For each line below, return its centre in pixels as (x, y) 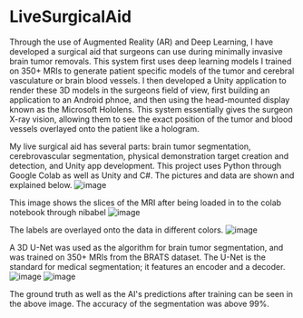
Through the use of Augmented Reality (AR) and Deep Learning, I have (142, 42)
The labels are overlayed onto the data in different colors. (117, 230)
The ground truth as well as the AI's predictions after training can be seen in (151, 293)
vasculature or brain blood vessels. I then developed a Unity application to (148, 80)
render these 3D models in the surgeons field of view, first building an (140, 90)
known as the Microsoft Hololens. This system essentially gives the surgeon (151, 109)
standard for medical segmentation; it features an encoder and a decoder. (147, 266)
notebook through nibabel (58, 212)
